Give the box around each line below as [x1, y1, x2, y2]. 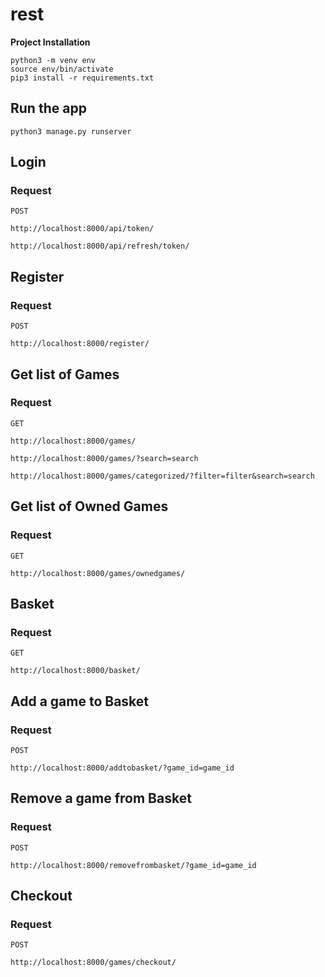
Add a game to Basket [10, 693, 150, 710]
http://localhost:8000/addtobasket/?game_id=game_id [10, 763, 235, 773]
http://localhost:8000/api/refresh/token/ [10, 241, 190, 252]
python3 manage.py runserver [10, 126, 132, 137]
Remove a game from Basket [10, 790, 192, 807]
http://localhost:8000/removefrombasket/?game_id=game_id [10, 860, 257, 870]
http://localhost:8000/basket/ [10, 666, 141, 676]
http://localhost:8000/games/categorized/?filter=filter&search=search [10, 471, 315, 481]
